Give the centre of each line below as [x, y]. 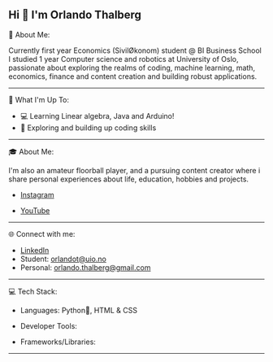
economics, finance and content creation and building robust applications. [133, 76]
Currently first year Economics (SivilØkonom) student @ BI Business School [135, 50]
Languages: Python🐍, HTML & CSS [79, 310]
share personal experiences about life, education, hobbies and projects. [129, 179]
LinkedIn [35, 250]
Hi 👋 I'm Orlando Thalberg [75, 15]
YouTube [35, 210]
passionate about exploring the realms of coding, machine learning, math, [132, 68]
